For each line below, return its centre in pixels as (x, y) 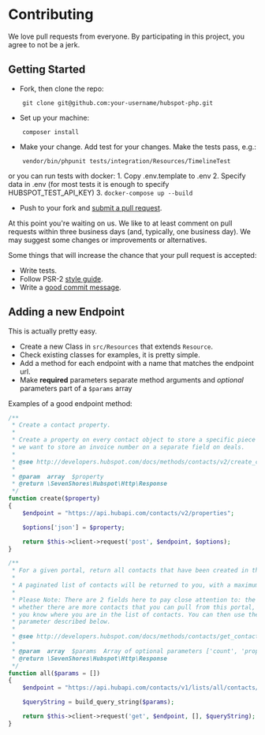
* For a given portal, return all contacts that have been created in (130, 571)
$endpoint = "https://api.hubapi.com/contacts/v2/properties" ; (129, 513)
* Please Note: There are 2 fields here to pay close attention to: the (134, 600)
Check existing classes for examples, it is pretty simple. (110, 354)
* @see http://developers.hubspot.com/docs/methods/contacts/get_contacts (137, 636)
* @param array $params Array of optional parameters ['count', (125, 651)
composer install (51, 132)
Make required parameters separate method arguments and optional (132, 379)
